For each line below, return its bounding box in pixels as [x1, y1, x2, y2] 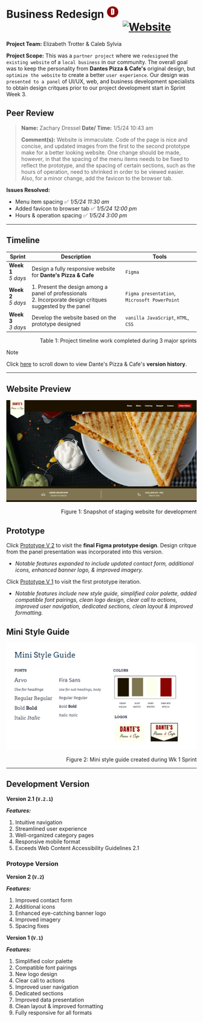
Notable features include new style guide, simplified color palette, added [14, 590, 197, 597]
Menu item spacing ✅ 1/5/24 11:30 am [14, 198, 110, 205]
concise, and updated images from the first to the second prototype [21, 142, 190, 150]
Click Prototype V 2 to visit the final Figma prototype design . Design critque [6, 542, 197, 549]
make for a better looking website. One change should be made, [21, 148, 181, 156]
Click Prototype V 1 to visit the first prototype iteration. [6, 578, 141, 585]
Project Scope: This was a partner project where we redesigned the [6, 51, 178, 59]
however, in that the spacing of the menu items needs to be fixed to [21, 155, 189, 162]
